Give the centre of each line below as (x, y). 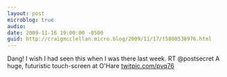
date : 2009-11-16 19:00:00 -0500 (55, 33)
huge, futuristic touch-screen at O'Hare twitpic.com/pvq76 (91, 66)
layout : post (26, 13)
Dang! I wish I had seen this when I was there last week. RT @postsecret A (113, 58)
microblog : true (30, 20)
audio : (17, 26)
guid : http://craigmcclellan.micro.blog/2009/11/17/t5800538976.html (110, 39)
